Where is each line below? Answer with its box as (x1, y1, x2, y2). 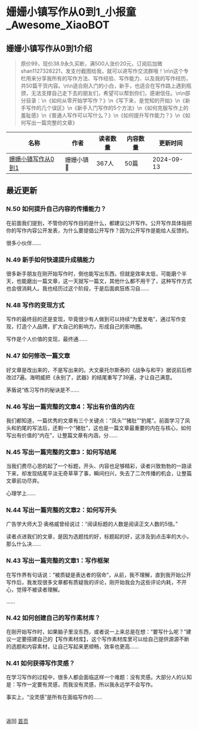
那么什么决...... (6, 540, 41, 547)
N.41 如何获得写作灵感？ (6, 659, 75, 667)
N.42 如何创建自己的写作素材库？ (6, 614, 101, 622)
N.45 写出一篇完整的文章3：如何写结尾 (6, 448, 117, 456)
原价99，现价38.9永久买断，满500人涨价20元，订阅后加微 (20, 60, 163, 67)
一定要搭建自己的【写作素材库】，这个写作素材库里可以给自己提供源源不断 (11, 636, 190, 643)
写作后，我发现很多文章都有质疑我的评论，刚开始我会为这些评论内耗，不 (6, 578, 181, 585)
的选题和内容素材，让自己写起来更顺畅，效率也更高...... (6, 643, 140, 650)
